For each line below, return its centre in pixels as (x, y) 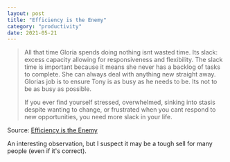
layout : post (26, 13)
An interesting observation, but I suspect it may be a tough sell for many (110, 144)
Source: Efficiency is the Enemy (53, 130)
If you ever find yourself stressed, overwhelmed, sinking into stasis (120, 102)
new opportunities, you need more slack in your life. (98, 117)
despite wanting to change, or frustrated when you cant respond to (120, 110)
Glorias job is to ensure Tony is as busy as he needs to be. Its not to (121, 82)
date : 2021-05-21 (32, 33)
